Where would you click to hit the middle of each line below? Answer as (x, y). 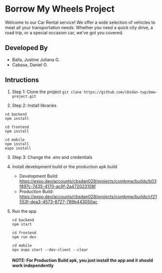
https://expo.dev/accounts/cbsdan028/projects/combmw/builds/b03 (88, 181)
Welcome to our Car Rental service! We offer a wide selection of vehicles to (80, 22)
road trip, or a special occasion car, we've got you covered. (64, 32)
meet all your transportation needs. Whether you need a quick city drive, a (79, 27)
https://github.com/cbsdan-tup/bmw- (121, 92)
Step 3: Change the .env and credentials (52, 157)
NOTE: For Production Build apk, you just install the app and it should (82, 260)
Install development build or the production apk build (65, 166)
